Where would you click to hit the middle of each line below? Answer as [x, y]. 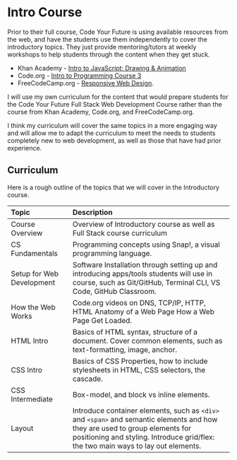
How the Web [33, 307]
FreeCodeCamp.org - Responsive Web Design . [85, 83]
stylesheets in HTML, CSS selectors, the [139, 370]
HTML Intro [30, 341]
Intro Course [45, 12]
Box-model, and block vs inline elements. [141, 394]
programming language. [112, 253]
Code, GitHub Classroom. [115, 291]
